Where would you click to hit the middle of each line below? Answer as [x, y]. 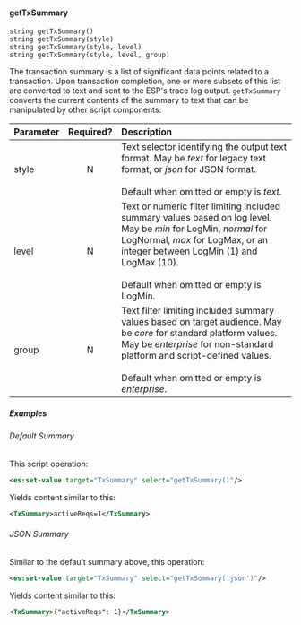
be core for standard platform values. [199, 334]
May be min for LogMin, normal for [194, 229]
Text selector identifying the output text [204, 147]
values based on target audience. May [201, 322]
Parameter [37, 132]
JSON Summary [39, 534]
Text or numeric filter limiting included [200, 206]
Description [146, 132]
